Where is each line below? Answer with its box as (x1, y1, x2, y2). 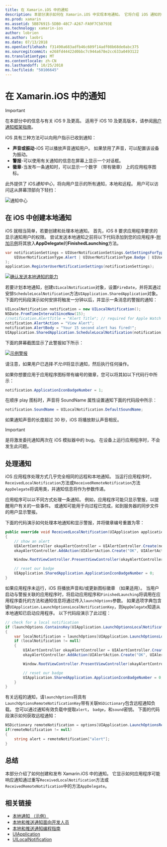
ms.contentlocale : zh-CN (5, 58, 57, 63)
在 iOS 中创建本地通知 (5, 213, 72, 222)
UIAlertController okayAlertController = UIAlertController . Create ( (14, 543, 159, 549)
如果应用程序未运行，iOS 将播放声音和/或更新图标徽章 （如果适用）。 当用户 (5, 585, 159, 591)
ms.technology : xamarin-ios (5, 26, 64, 31)
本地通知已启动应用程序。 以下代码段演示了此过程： (5, 610, 111, 616)
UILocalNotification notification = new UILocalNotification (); (5, 307, 141, 312)
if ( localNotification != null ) (14, 638, 81, 643)
